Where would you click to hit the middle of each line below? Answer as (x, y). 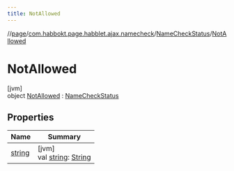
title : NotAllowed (34, 14)
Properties (31, 117)
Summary (64, 137)
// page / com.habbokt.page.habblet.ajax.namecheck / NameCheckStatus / (110, 33)
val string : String (64, 157)
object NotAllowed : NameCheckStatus (63, 95)
